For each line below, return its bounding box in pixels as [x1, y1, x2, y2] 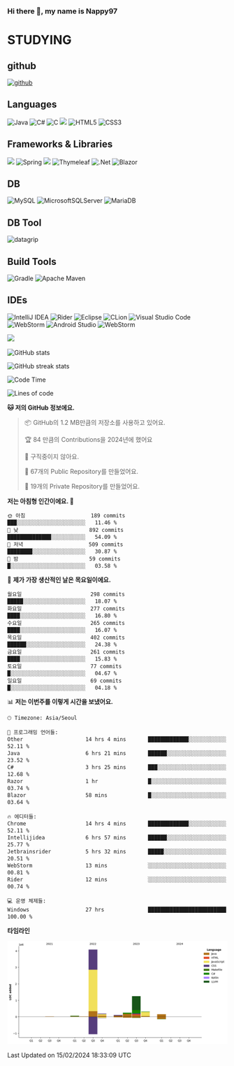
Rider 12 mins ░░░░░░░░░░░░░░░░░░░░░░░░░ [7, 876, 227, 883]
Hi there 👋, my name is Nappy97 [7, 6, 117, 16]
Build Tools [7, 255, 57, 268]
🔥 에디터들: [7, 813, 37, 820]
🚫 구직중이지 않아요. [24, 452, 79, 461]
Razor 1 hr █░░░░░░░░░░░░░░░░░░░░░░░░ [7, 777, 227, 785]
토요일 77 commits [7, 663, 122, 670]
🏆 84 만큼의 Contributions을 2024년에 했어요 [24, 435, 153, 443]
